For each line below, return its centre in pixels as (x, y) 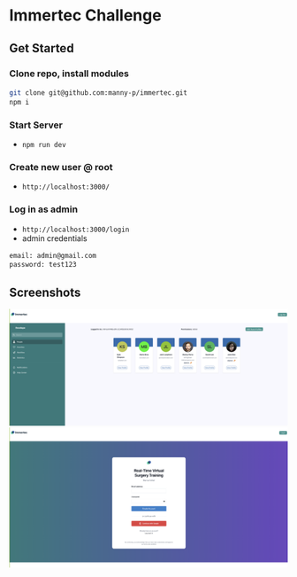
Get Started (42, 48)
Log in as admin (43, 209)
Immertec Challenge (85, 16)
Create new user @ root (61, 167)
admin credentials (54, 238)
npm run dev (44, 144)
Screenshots (45, 292)
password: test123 (43, 265)
